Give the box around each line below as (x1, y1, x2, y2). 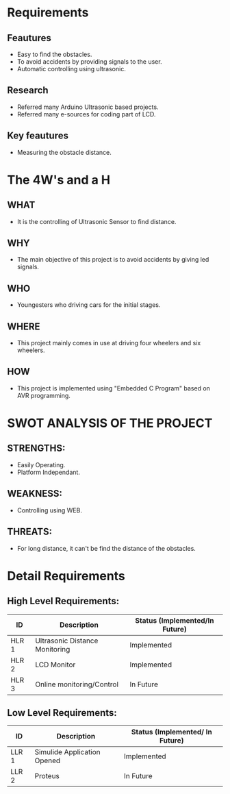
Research (7, 84, 49, 97)
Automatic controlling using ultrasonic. (16, 65, 127, 73)
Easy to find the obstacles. (16, 50, 92, 58)
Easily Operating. (16, 460, 66, 469)
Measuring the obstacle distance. (16, 148, 112, 156)
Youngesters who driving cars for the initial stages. (16, 301, 161, 309)
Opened (34, 756, 61, 765)
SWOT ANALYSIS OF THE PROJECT (7, 416, 213, 431)
